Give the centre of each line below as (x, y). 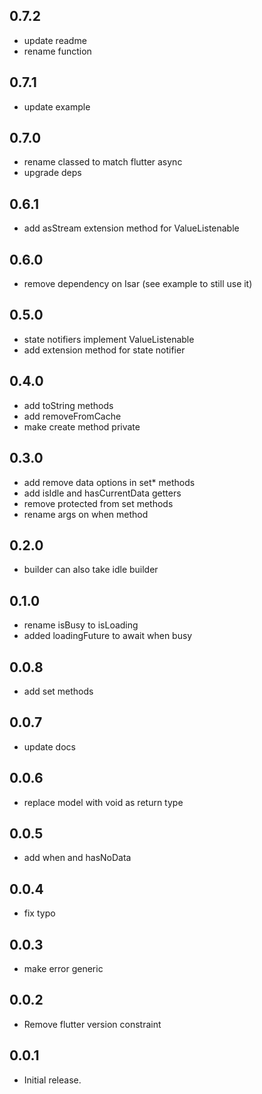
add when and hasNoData (77, 858)
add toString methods (68, 405)
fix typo (39, 913)
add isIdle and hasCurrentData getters (102, 493)
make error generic (63, 968)
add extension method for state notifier (104, 350)
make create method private (82, 426)
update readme (55, 40)
